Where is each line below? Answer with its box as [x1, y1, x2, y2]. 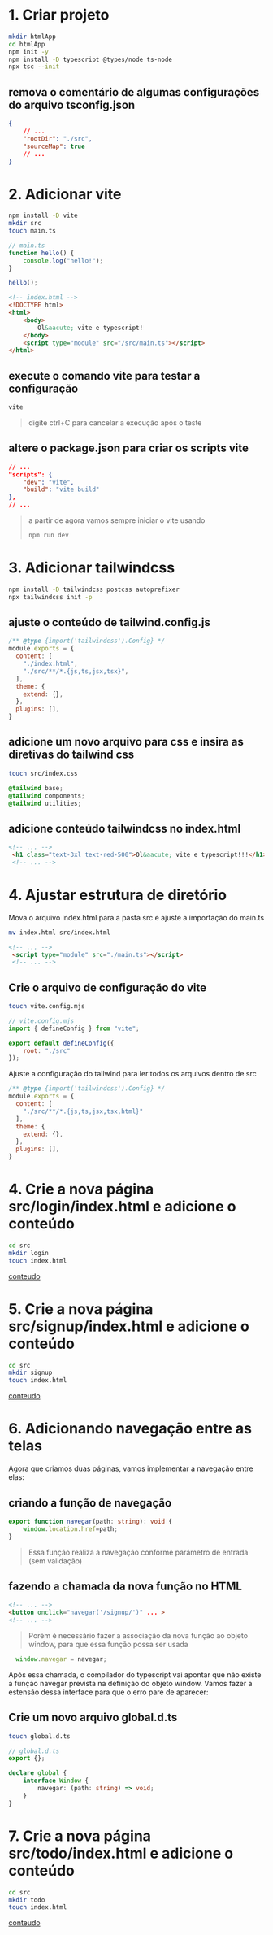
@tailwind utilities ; [8, 799, 82, 807]
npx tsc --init [8, 63, 60, 71]
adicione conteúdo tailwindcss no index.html [8, 821, 241, 835]
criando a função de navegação [8, 1496, 172, 1510]
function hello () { [8, 249, 75, 257]
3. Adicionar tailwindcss [8, 559, 175, 577]
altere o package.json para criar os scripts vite [8, 441, 249, 455]
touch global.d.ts [8, 1732, 71, 1741]
